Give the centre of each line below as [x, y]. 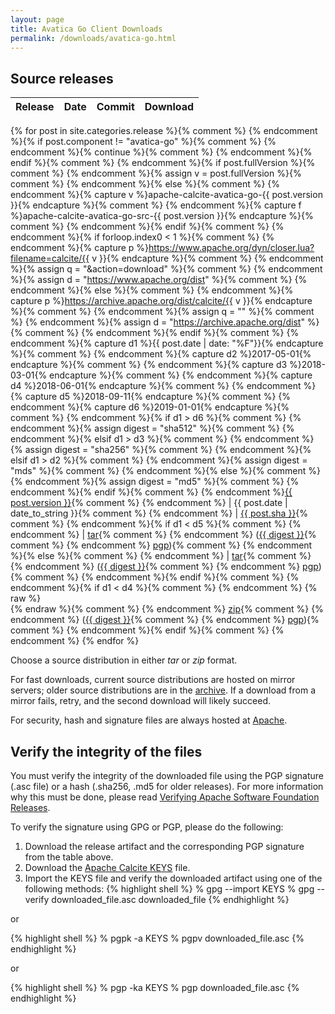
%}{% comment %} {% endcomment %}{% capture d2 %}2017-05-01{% [161, 354]
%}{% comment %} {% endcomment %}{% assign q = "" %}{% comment [162, 312]
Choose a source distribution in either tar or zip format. [124, 660]
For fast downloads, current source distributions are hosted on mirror [153, 680]
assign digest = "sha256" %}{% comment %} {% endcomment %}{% [168, 450]
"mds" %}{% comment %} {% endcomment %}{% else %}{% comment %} [165, 471]
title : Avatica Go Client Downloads [86, 29]
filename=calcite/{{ [50, 258]
